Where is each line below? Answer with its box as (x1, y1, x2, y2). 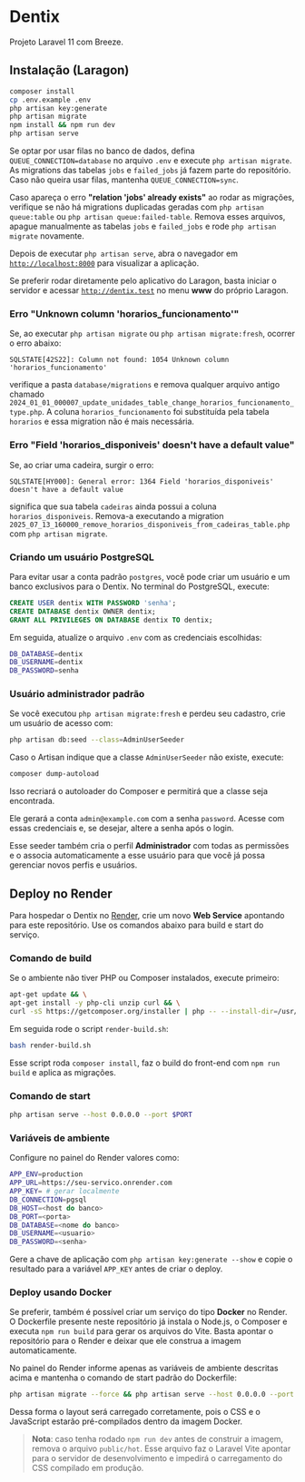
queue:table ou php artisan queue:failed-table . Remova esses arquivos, (9, 211, 286, 221)
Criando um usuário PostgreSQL (9, 551, 154, 564)
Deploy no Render (9, 886, 113, 901)
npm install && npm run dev (9, 121, 116, 130)
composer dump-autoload (9, 770, 100, 779)
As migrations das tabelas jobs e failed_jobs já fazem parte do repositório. (9, 165, 291, 175)
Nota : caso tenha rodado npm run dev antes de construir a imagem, (31, 1434, 284, 1445)
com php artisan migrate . (9, 528, 108, 539)
